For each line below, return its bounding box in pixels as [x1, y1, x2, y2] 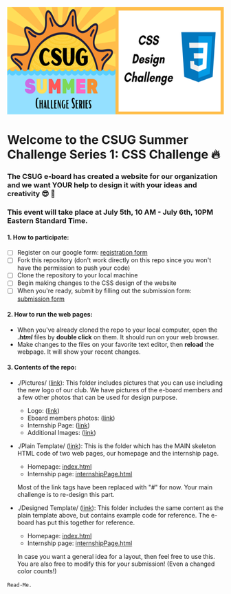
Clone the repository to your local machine [16, 271, 138, 279]
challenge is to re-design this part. [16, 490, 115, 498]
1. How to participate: [7, 233, 69, 241]
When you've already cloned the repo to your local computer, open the [16, 326, 218, 334]
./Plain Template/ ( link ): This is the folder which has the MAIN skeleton [16, 441, 217, 450]
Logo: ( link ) [27, 406, 60, 414]
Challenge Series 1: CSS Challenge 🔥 [7, 147, 221, 162]
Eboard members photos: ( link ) [27, 414, 115, 422]
